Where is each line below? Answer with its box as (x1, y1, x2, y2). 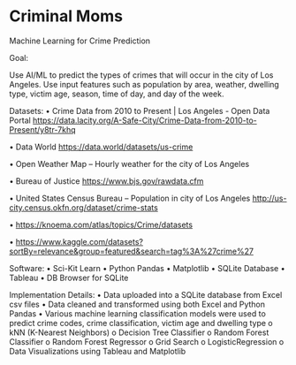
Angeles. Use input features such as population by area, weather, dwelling (9, 79, 280, 89)
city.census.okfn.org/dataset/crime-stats (9, 202, 159, 213)
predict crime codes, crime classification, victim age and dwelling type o (9, 317, 273, 328)
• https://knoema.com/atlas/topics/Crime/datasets (9, 219, 193, 230)
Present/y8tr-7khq (9, 124, 76, 134)
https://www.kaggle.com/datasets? (15, 236, 144, 247)
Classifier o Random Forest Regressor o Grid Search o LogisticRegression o (9, 336, 285, 346)
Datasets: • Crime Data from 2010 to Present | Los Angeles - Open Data (9, 105, 270, 116)
